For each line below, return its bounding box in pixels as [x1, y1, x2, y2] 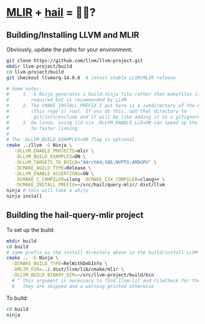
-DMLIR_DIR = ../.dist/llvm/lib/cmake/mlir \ [12, 266, 124, 273]
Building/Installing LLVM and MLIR [6, 30, 139, 40]
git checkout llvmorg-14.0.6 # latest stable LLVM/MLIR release [6, 74, 176, 81]
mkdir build [6, 238, 37, 244]
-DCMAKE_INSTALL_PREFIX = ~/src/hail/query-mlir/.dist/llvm [14, 182, 165, 188]
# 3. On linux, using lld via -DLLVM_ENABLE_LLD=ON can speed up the [6, 119, 198, 125]
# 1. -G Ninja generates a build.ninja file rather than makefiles [6, 91, 192, 97]
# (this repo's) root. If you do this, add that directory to [6, 108, 187, 114]
